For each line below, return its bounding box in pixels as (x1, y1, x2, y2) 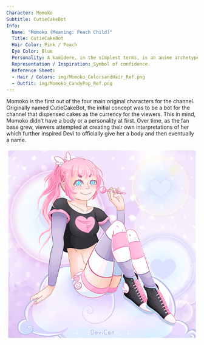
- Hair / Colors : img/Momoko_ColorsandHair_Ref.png (12, 73, 146, 80)
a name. (6, 137, 27, 144)
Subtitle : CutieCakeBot (6, 16, 67, 22)
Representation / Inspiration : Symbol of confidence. (12, 61, 151, 67)
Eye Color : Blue (12, 49, 53, 55)
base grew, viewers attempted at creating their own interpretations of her (6, 123, 189, 131)
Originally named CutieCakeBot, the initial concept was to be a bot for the (6, 104, 190, 112)
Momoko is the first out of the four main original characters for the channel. (6, 98, 195, 105)
